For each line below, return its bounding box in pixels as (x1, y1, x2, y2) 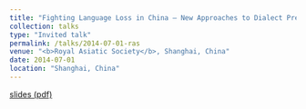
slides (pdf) (9, 88, 53, 100)
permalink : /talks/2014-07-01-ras (9, 38, 141, 48)
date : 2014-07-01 (9, 55, 76, 64)
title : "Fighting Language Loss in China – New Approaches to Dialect (9, 13, 283, 23)
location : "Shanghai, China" (9, 64, 120, 74)
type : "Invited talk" (9, 30, 92, 39)
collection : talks (9, 22, 79, 31)
